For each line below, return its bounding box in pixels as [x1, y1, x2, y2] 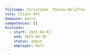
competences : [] [5, 20, 38, 26]
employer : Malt [14, 43, 45, 48]
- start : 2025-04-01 [9, 30, 51, 35]
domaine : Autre [5, 16, 36, 21]
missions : [5, 25, 25, 30]
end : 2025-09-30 [14, 35, 47, 39]
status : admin [14, 39, 42, 44]
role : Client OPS [5, 12, 40, 17]
